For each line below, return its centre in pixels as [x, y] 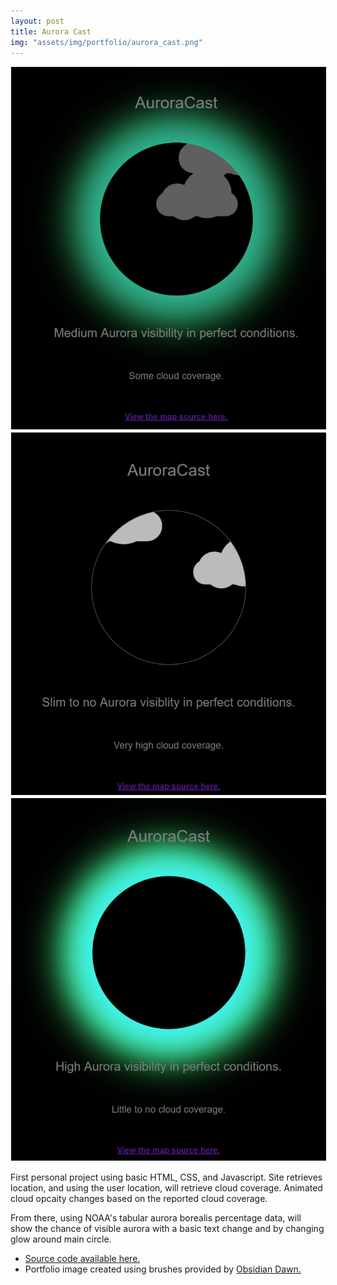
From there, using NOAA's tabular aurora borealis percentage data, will [156, 1217]
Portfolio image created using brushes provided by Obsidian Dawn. [163, 1269]
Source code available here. [82, 1258]
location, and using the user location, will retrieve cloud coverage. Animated [166, 1187]
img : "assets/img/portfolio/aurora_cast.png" [106, 42]
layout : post [37, 21]
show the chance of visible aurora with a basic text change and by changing [167, 1228]
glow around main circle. [61, 1239]
